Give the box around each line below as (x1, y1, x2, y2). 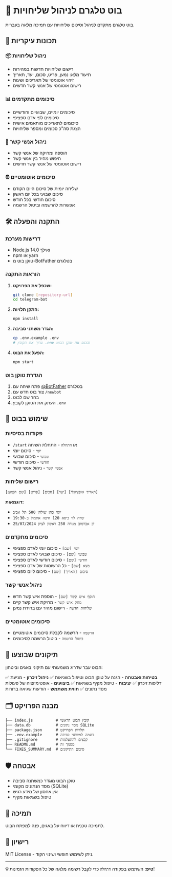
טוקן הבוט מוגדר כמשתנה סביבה (12, 778, 75, 784)
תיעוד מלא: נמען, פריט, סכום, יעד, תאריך (12, 71, 91, 78)
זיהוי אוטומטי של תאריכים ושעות (12, 77, 74, 83)
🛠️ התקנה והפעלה (5, 217, 60, 226)
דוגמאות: (5, 499, 24, 505)
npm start (12, 359, 34, 364)
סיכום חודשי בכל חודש (12, 196, 56, 202)
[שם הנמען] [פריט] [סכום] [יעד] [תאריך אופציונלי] (5, 490, 98, 495)
